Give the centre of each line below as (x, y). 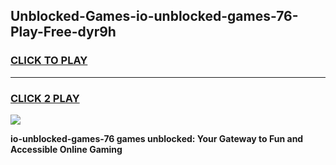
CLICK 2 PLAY (45, 98)
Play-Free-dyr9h (63, 32)
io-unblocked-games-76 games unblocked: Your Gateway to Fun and (157, 138)
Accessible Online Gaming (66, 149)
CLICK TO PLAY (49, 61)
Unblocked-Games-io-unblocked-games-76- (154, 16)
